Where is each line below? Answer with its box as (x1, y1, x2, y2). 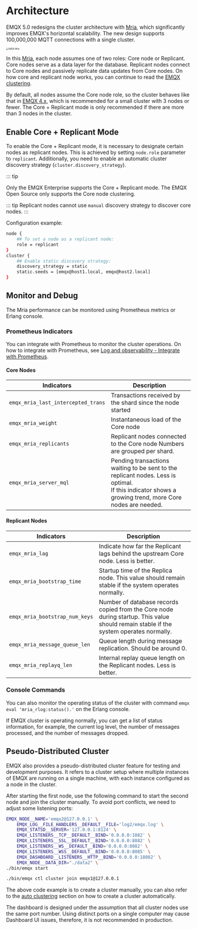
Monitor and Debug (6, 291, 78, 301)
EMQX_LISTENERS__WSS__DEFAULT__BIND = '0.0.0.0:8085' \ (16, 848, 151, 854)
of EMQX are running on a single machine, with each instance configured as (6, 774, 190, 782)
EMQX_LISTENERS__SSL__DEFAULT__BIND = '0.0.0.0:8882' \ (16, 838, 151, 844)
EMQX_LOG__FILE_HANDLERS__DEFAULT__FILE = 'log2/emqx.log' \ (16, 821, 164, 827)
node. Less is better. (98, 556, 155, 565)
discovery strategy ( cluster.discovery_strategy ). (6, 162, 127, 169)
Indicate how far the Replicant (98, 542, 181, 550)
